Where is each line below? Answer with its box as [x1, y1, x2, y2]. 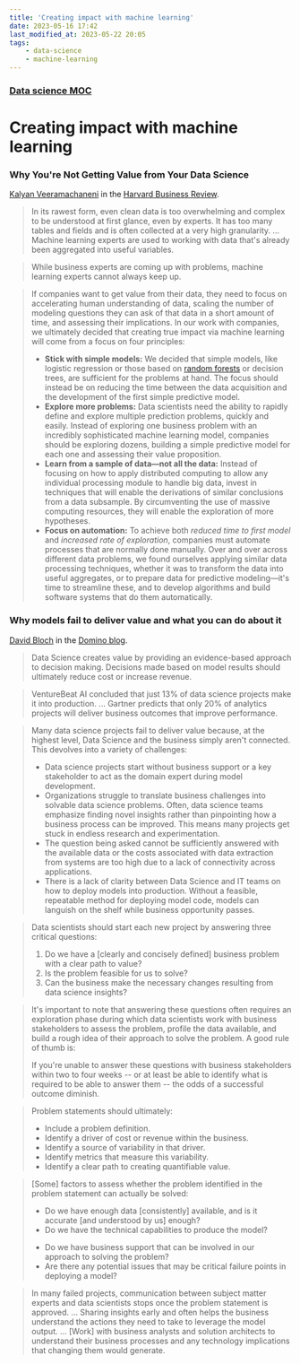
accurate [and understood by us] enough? [44, 1214, 201, 1225]
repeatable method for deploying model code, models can [44, 894, 260, 906]
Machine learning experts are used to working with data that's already [30, 235, 290, 246]
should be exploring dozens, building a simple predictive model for [44, 439, 291, 450]
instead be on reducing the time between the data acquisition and [44, 382, 287, 393]
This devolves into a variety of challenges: [30, 743, 188, 754]
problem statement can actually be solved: [30, 1187, 189, 1198]
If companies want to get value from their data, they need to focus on [30, 289, 287, 300]
